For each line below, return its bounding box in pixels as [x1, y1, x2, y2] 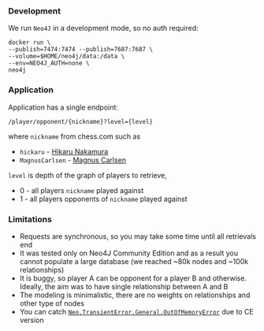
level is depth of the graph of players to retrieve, [8, 170, 168, 180]
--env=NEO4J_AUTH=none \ [8, 59, 90, 68]
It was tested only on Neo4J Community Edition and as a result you [19, 248, 239, 258]
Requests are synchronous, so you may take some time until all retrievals [19, 231, 256, 241]
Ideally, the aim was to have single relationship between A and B [19, 281, 229, 291]
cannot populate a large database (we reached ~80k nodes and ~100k [19, 256, 249, 266]
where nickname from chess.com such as [8, 132, 141, 141]
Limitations [8, 214, 53, 225]
